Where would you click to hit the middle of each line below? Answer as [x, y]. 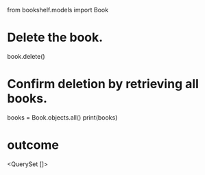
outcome [33, 145]
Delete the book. [55, 38]
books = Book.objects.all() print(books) [62, 117]
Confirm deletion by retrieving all [103, 84]
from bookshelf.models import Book [58, 10]
